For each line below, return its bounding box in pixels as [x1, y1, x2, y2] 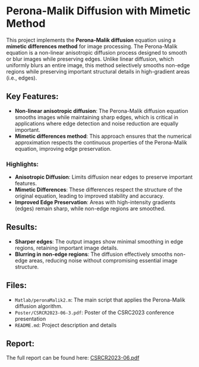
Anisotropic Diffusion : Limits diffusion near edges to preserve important [14, 173, 193, 181]
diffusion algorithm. [14, 302, 63, 309]
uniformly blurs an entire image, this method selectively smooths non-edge [6, 61, 190, 69]
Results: [6, 222, 37, 232]
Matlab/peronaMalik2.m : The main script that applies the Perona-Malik [14, 296, 186, 303]
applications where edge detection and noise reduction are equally [14, 120, 179, 127]
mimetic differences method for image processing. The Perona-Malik [6, 43, 178, 50]
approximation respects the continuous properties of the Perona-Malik [14, 138, 188, 146]
